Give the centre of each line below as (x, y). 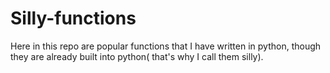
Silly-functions (73, 18)
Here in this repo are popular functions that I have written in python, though (166, 46)
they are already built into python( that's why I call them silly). (137, 56)
